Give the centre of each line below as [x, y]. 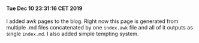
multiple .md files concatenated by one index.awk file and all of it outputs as [100, 28]
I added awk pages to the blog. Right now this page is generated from [92, 21]
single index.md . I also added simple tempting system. [73, 34]
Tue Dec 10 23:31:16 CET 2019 [44, 8]
